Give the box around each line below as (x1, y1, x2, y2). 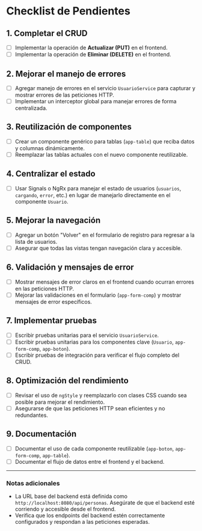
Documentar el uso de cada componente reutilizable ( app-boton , (14, 445, 174, 452)
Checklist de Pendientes (6, 4, 130, 18)
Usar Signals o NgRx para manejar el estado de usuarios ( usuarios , (14, 184, 182, 192)
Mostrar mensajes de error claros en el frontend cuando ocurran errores (14, 278, 194, 285)
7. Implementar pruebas (6, 315, 97, 326)
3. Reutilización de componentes (6, 122, 132, 132)
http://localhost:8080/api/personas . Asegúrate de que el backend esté (14, 499, 195, 506)
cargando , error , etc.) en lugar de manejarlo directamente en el (14, 191, 171, 199)
